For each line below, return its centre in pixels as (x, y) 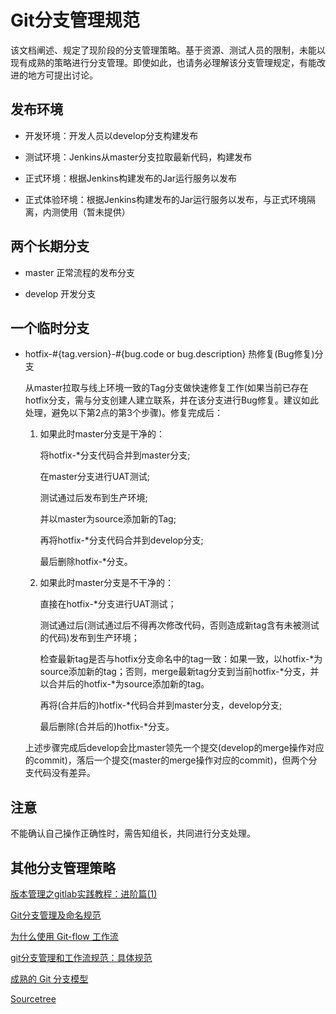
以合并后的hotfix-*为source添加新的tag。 (124, 684)
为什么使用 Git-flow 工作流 (64, 936)
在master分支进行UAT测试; (94, 477)
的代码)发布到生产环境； (89, 638)
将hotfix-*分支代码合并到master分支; (115, 455)
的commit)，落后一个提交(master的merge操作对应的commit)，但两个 (166, 760)
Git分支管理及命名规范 (56, 915)
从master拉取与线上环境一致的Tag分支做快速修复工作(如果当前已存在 (166, 388)
